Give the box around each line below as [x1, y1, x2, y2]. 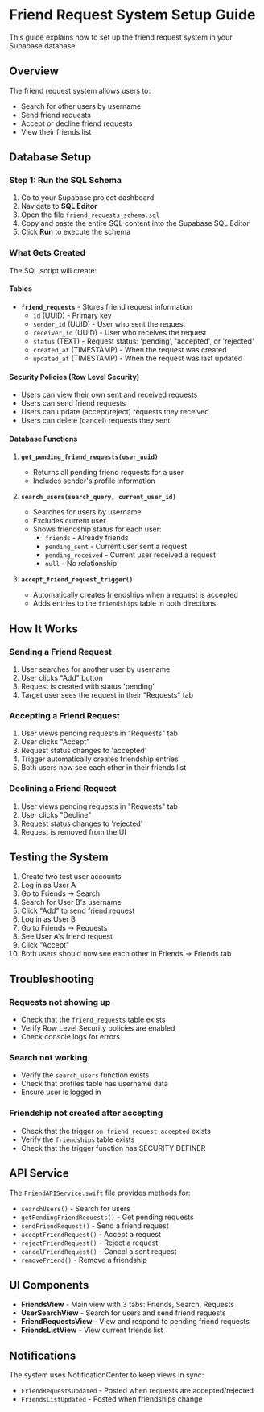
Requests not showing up [9, 996, 111, 1007]
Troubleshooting [9, 972, 95, 985]
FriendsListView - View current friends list [20, 1325, 163, 1335]
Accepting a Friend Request [9, 710, 120, 721]
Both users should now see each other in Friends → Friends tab [20, 949, 232, 959]
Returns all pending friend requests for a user [32, 468, 184, 477]
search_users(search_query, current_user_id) [20, 494, 176, 502]
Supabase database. [9, 40, 77, 50]
